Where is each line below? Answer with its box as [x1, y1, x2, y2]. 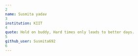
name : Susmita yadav [5, 12, 47, 17]
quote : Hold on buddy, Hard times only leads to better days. [5, 30, 135, 35]
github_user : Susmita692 [5, 39, 56, 44]
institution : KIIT [5, 20, 43, 26]
